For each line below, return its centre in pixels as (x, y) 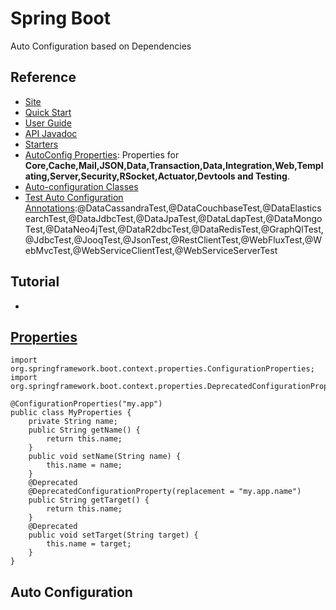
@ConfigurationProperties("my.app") (86, 404)
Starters (41, 144)
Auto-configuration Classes (81, 186)
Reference (43, 77)
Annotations (49, 208)
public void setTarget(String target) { (113, 535)
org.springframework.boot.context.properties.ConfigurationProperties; (162, 369)
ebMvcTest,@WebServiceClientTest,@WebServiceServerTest (151, 250)
